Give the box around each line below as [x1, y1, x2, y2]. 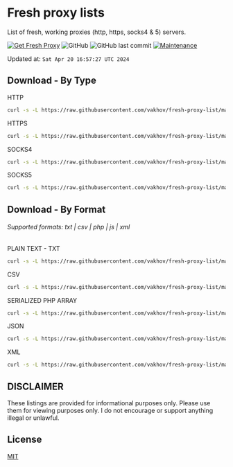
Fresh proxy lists [7, 5, 105, 21]
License [7, 434, 42, 446]
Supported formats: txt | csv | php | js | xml [7, 223, 130, 231]
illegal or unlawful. [7, 414, 60, 422]
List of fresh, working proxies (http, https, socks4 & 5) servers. [7, 28, 187, 36]
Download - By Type [7, 75, 97, 87]
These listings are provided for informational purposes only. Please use [7, 399, 211, 407]
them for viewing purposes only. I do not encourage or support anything [7, 407, 214, 415]
